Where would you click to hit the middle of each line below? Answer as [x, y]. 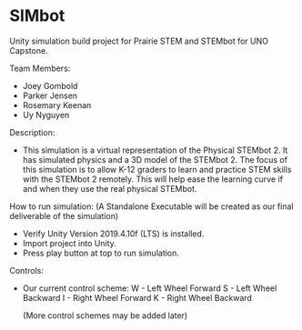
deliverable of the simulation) [64, 215]
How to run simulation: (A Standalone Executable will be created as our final [151, 206]
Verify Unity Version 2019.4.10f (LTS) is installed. [113, 234]
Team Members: [40, 68]
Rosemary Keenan [57, 105]
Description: [32, 132]
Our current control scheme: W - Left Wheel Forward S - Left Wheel [150, 288]
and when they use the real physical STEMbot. [110, 188]
